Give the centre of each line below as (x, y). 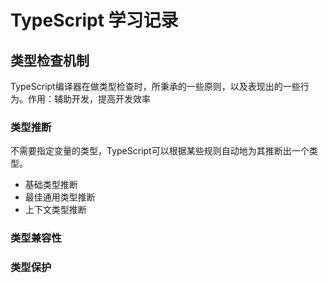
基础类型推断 (51, 185)
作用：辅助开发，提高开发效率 (89, 99)
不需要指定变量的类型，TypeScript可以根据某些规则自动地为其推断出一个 (160, 151)
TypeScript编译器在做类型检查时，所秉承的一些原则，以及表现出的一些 (155, 86)
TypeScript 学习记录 (94, 20)
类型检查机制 (50, 60)
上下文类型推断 (55, 210)
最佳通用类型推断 (60, 197)
